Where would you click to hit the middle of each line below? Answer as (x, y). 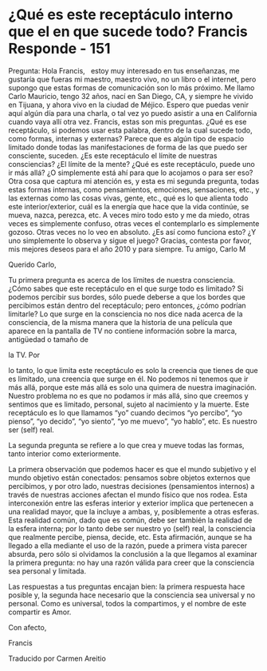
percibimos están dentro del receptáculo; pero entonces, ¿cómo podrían (127, 305)
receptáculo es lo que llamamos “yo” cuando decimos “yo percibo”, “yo (126, 412)
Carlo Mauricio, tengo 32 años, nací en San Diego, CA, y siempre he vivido (131, 96)
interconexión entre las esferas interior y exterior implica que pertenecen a (131, 503)
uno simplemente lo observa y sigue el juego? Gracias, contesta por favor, (130, 240)
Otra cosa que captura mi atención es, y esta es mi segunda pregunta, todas (134, 181)
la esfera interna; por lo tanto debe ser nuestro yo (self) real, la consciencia (132, 528)
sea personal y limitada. (47, 571)
